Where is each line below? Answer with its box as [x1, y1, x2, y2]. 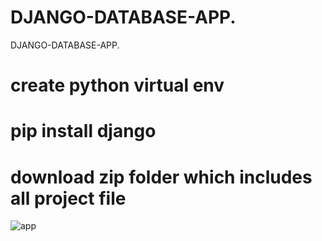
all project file [10, 187, 127, 210]
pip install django [10, 120, 157, 143]
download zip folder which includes [10, 166, 313, 188]
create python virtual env [10, 74, 225, 97]
